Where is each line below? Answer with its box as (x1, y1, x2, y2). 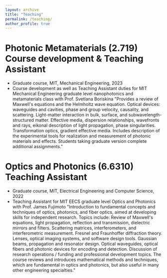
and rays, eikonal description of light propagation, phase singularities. (12, 122, 156, 128)
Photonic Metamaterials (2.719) (5, 43, 138, 54)
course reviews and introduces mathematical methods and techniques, (12, 257, 159, 263)
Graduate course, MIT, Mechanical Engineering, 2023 (12, 80, 123, 86)
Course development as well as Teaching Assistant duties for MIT (12, 86, 147, 92)
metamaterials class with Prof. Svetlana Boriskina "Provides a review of (12, 96, 159, 102)
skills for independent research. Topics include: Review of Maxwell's (12, 214, 154, 220)
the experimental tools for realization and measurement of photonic (12, 133, 151, 139)
